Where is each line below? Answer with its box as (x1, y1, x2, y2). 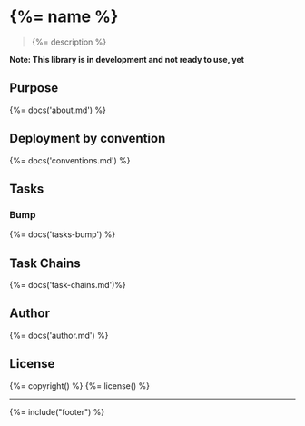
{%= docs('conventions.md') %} (9, 154, 131, 165)
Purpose (9, 80, 59, 96)
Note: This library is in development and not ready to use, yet (9, 54, 245, 64)
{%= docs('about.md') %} (9, 104, 107, 115)
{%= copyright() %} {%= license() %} (9, 380, 151, 391)
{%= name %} (9, 6, 119, 27)
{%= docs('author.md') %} (9, 330, 109, 341)
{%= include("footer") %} (9, 406, 105, 417)
